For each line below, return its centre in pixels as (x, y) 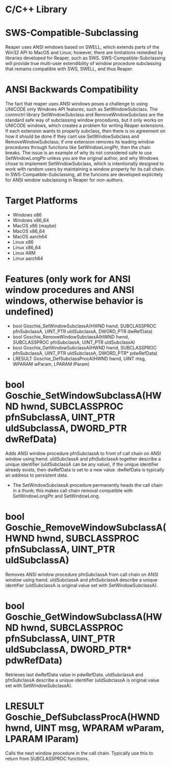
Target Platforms (42, 201)
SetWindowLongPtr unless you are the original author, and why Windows (82, 158)
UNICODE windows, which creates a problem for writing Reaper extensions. (85, 126)
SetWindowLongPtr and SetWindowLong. (56, 496)
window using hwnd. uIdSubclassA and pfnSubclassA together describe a (83, 459)
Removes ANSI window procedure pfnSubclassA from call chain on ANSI (82, 574)
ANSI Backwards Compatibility (72, 89)
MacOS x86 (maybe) (34, 226)
